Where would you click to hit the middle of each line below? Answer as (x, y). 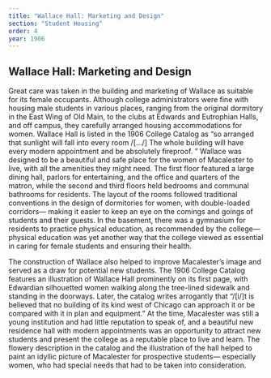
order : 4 (23, 31)
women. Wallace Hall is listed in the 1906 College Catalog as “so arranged (131, 134)
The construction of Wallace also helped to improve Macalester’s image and (135, 262)
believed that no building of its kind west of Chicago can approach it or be (132, 305)
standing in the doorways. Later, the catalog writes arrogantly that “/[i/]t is (131, 296)
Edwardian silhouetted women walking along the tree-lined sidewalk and (129, 288)
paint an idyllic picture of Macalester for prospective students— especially (132, 357)
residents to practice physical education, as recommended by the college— (134, 229)
